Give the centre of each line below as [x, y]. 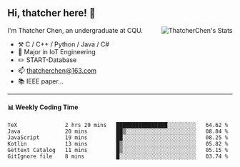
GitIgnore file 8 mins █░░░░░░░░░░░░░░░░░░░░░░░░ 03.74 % [118, 157]
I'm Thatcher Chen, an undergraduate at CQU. [75, 30]
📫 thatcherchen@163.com [57, 70]
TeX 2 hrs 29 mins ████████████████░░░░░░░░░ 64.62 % [118, 126]
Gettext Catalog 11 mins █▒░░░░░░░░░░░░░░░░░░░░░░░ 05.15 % [118, 151]
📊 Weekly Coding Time [43, 107]
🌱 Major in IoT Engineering [56, 51]
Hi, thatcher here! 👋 [51, 13]
